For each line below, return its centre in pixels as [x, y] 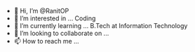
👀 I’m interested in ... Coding [55, 18]
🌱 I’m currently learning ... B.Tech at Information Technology [101, 26]
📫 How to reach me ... [46, 41]
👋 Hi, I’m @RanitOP [41, 11]
